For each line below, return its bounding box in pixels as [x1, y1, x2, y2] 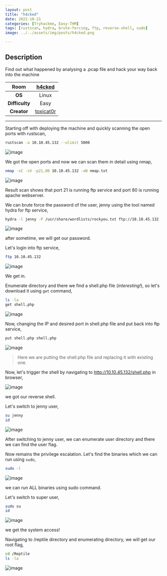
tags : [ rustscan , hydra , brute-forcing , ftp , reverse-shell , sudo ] [5, 26, 148, 31]
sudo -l [5, 466, 21, 471]
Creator [9, 108, 28, 115]
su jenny [5, 413, 23, 418]
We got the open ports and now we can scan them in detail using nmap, [5, 158, 153, 164]
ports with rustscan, [5, 130, 46, 137]
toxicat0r [35, 108, 56, 115]
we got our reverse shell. [5, 393, 56, 400]
